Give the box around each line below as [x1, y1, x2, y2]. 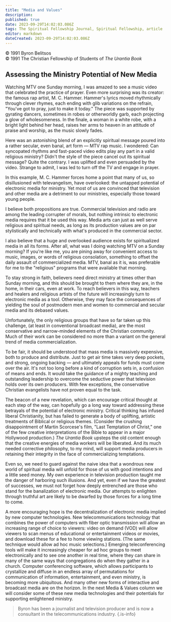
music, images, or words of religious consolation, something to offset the [5, 254, 158, 260]
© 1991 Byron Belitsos [5, 50, 51, 56]
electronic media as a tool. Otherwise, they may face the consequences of [5, 296, 161, 302]
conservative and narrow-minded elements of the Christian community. [5, 328, 155, 334]
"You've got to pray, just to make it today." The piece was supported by [5, 105, 155, 111]
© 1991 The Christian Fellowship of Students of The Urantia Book [5, 55, 142, 61]
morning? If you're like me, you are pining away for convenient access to [5, 248, 158, 255]
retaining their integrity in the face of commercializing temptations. [5, 451, 145, 457]
